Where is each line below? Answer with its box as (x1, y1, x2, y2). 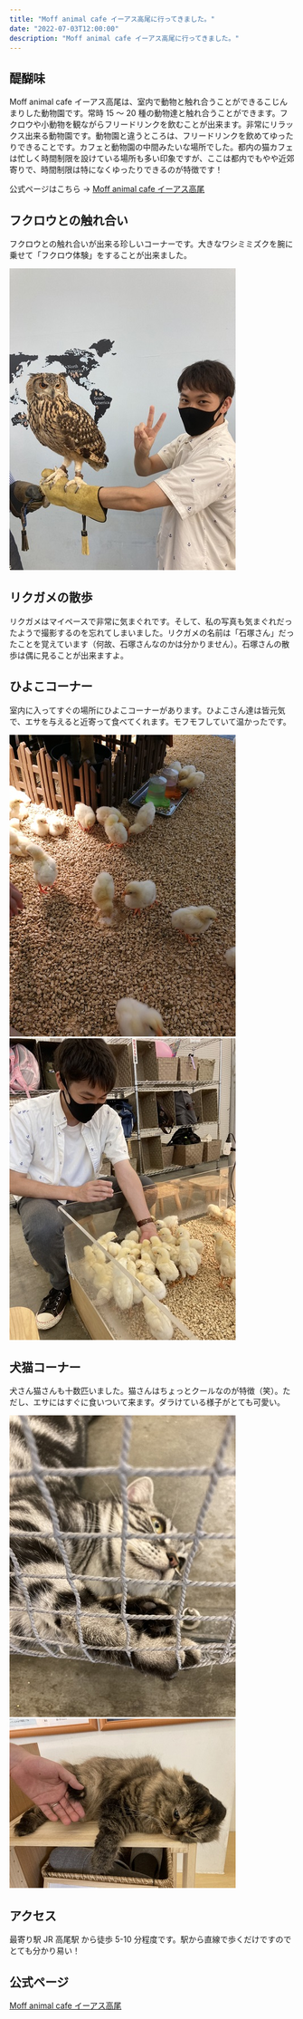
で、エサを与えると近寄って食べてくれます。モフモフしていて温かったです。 (9, 716, 291, 726)
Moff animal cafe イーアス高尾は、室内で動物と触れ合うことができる (9, 96, 264, 108)
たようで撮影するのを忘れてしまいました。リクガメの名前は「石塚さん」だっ (9, 627, 295, 638)
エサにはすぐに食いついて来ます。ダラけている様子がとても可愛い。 (33, 1397, 286, 1408)
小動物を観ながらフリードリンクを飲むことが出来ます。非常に (40, 119, 270, 130)
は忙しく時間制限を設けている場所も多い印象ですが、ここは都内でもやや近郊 (9, 153, 295, 164)
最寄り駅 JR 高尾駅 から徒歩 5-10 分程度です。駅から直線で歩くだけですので (9, 1934, 292, 1945)
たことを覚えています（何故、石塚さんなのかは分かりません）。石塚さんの (9, 639, 282, 649)
